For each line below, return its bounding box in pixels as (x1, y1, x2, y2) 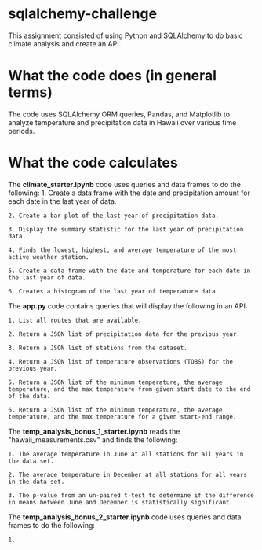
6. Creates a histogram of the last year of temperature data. (8, 287, 220, 295)
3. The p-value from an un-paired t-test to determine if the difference (8, 491, 255, 500)
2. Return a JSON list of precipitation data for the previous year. (8, 330, 241, 338)
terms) (8, 83, 53, 102)
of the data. (8, 392, 51, 400)
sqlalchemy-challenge (8, 5, 158, 23)
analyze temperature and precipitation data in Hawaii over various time (8, 117, 237, 127)
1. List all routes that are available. (8, 316, 143, 324)
